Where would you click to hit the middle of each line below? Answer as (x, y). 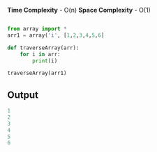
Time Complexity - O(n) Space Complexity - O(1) (79, 10)
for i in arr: (40, 54)
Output (23, 95)
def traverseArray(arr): (43, 48)
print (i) (45, 61)
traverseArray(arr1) (37, 73)
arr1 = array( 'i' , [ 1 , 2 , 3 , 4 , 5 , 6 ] (56, 35)
